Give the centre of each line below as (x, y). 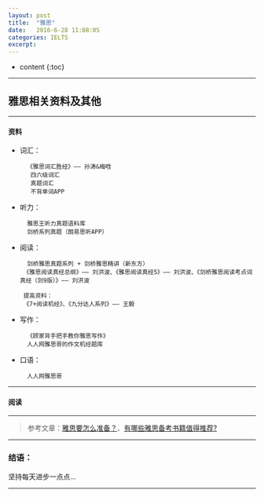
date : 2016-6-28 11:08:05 (54, 30)
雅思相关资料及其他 (55, 101)
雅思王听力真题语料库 (57, 224)
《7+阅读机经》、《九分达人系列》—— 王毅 (79, 304)
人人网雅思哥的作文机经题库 (65, 345)
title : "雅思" (32, 23)
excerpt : (22, 45)
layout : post (29, 15)
